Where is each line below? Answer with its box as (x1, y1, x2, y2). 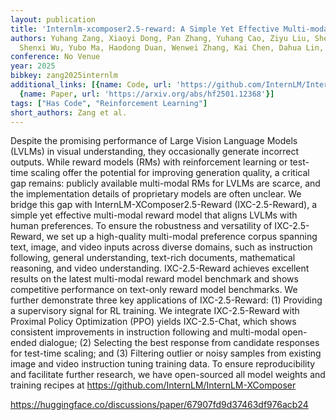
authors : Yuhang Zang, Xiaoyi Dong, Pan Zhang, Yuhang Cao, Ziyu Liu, (10, 33, 311, 43)
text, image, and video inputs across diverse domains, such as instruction (10, 241, 313, 253)
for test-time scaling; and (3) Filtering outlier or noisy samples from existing (10, 347, 322, 360)
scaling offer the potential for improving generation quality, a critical (30, 167, 310, 179)
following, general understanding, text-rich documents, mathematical (10, 252, 296, 264)
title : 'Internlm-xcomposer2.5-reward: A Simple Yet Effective (10, 24, 280, 34)
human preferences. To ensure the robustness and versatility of (10, 220, 273, 232)
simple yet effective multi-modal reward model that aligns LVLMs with (10, 209, 298, 221)
